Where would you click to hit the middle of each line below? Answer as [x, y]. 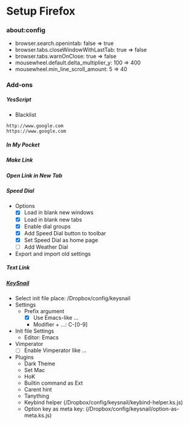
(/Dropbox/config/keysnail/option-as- [133, 409]
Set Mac [35, 370]
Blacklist [25, 115]
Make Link [20, 160]
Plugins [25, 358]
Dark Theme [40, 364]
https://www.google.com [36, 131]
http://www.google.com [35, 126]
